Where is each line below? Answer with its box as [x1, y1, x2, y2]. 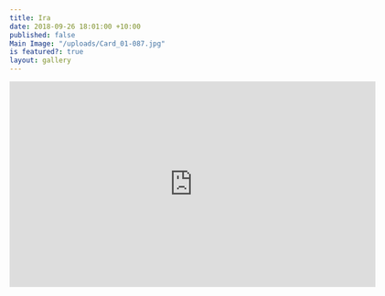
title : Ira [9, 13, 51, 23]
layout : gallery [9, 56, 71, 65]
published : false [9, 30, 76, 39]
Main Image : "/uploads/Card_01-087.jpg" [9, 38, 166, 48]
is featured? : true [9, 48, 84, 57]
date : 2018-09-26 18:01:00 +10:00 [9, 22, 142, 31]
